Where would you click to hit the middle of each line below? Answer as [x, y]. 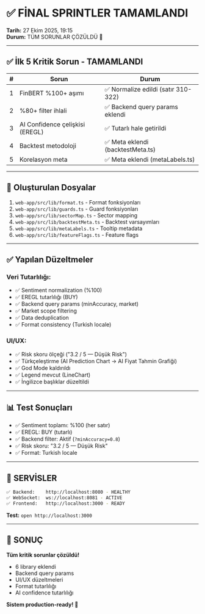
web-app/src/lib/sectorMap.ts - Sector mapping [76, 215]
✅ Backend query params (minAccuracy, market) [77, 304]
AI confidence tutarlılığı [44, 593]
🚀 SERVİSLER [32, 478]
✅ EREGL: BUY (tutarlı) [44, 432]
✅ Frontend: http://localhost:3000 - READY [66, 504]
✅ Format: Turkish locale [46, 453]
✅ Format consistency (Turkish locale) [63, 325]
